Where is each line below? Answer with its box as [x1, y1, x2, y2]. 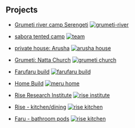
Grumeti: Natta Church [14, 56, 71, 63]
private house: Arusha [14, 44, 70, 52]
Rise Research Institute [14, 91, 72, 99]
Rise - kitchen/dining [14, 103, 67, 110]
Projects [5, 5, 38, 15]
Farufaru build [14, 68, 50, 75]
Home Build [14, 79, 44, 87]
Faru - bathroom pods [14, 115, 70, 122]
